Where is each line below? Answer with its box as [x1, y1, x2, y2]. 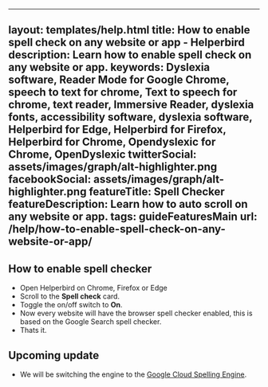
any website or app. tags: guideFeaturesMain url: [8, 210, 258, 224]
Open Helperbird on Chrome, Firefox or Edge [19, 283, 167, 293]
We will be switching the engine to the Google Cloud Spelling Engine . [19, 369, 247, 379]
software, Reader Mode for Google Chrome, [8, 73, 230, 87]
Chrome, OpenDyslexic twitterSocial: [8, 148, 197, 162]
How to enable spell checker [8, 262, 152, 276]
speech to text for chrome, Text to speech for [8, 85, 238, 100]
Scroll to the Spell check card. [19, 291, 120, 301]
